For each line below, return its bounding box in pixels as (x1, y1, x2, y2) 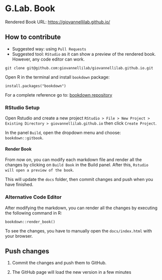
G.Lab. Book (5, 3, 55, 14)
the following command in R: (5, 210, 62, 216)
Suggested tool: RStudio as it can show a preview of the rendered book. (12, 51, 156, 57)
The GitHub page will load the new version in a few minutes (12, 269, 131, 275)
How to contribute (5, 33, 61, 41)
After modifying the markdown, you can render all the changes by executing (5, 205, 158, 211)
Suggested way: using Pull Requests (12, 46, 87, 51)
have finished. (5, 181, 34, 187)
